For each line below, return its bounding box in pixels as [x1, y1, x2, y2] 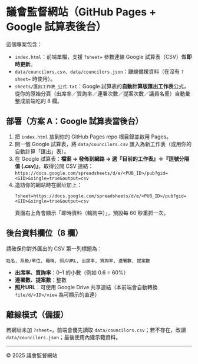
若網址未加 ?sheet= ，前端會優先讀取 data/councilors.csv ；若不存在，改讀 [6, 326, 187, 333]
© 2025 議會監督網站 [6, 352, 58, 359]
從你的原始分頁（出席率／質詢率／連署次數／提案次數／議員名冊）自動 [14, 90, 186, 97]
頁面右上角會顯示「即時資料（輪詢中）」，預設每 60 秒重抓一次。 [14, 209, 169, 216]
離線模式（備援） [6, 310, 68, 320]
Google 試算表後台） [6, 20, 107, 34]
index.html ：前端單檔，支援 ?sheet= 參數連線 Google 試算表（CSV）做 [14, 53, 187, 60]
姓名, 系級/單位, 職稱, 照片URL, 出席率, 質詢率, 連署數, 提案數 [6, 257, 150, 264]
